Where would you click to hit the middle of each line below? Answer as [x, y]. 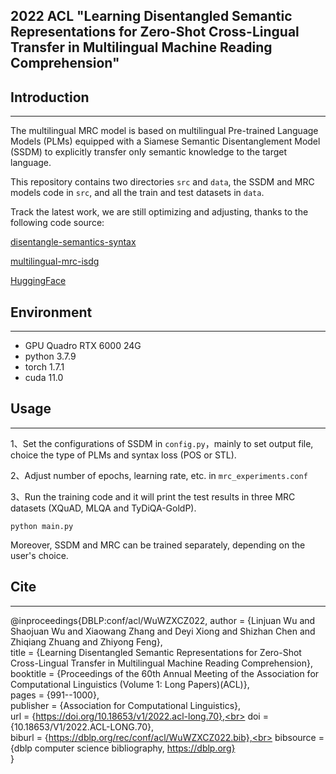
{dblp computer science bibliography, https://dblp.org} [123, 748]
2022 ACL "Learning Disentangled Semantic [151, 16]
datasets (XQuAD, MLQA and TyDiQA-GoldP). [103, 508]
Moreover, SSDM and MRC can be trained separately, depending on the [158, 545]
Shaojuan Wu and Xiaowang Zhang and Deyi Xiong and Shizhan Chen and [163, 631]
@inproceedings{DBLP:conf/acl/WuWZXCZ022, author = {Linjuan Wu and [163, 620]
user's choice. [39, 555]
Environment [51, 312]
